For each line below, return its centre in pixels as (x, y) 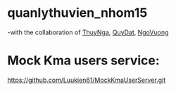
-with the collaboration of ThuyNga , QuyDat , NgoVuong (88, 32)
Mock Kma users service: (83, 61)
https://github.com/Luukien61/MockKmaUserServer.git (87, 80)
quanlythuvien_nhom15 (77, 13)
